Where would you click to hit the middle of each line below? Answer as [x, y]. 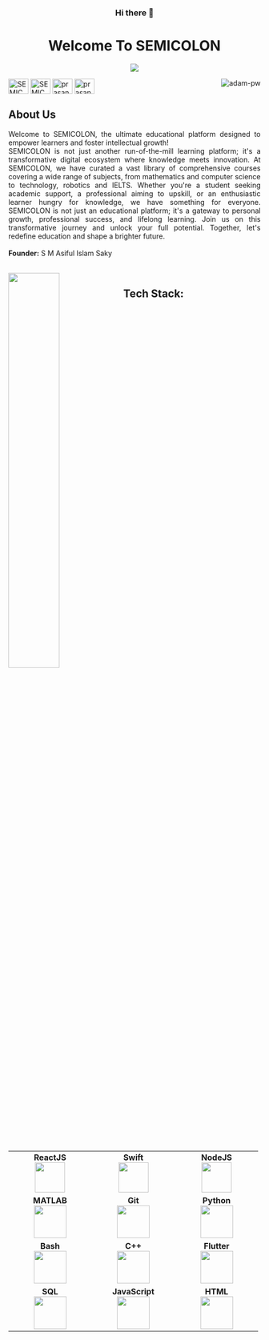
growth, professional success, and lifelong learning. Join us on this [134, 219]
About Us [32, 115]
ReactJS [50, 1157]
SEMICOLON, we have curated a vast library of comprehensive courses [134, 168]
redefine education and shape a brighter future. [87, 236]
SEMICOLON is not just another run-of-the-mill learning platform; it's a [134, 150]
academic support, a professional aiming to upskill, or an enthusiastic [134, 193]
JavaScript [133, 1291]
